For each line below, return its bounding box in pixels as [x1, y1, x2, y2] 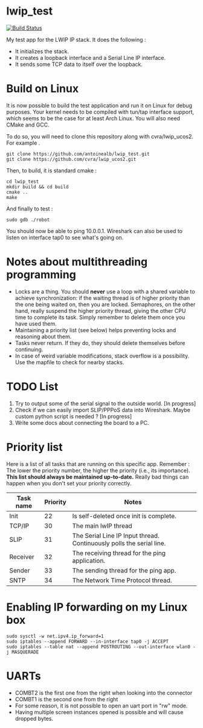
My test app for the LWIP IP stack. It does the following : [6, 36, 146, 43]
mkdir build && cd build [6, 183, 69, 190]
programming [6, 268, 77, 282]
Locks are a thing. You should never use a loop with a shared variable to [14, 287, 195, 295]
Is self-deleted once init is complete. [72, 511, 177, 520]
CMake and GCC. [6, 121, 50, 128]
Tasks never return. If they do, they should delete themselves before [14, 339, 185, 346]
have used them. [14, 320, 57, 327]
